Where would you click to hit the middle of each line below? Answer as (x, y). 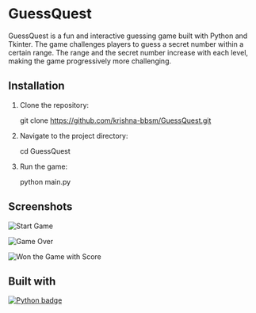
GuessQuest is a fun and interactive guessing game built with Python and (128, 36)
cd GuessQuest (45, 151)
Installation (36, 86)
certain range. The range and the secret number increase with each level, (128, 52)
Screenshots (40, 207)
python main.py (45, 181)
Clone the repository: (54, 105)
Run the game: (44, 166)
